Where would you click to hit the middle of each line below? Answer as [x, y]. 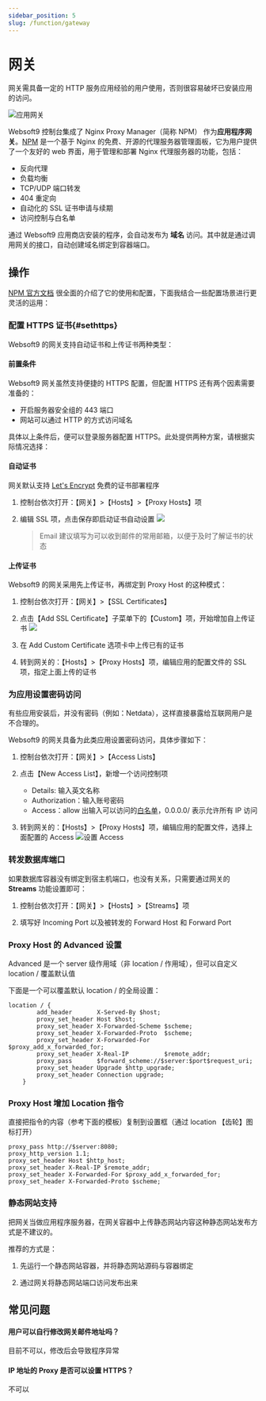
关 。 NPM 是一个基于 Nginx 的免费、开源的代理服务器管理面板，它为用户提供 [133, 142]
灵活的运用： [29, 303]
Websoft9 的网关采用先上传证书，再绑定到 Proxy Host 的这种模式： [118, 585]
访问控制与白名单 [47, 218]
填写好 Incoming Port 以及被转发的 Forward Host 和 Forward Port [125, 922]
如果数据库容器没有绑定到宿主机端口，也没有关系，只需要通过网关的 [119, 879]
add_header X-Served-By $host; [99, 1013]
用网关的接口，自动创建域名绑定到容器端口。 [81, 245]
